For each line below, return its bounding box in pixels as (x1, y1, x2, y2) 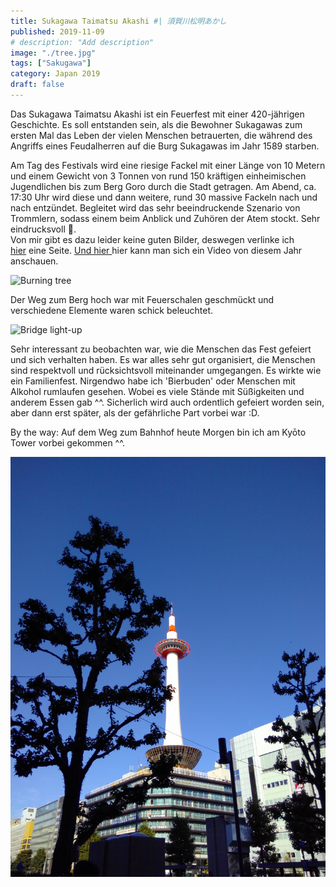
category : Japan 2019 (10, 69, 101, 79)
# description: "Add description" (10, 37, 155, 47)
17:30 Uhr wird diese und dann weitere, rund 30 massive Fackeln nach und (10, 191, 318, 203)
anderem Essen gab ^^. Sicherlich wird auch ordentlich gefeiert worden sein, (10, 396, 325, 408)
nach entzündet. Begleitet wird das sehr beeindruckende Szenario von (10, 201, 301, 214)
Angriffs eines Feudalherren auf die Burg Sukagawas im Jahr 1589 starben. (10, 140, 320, 152)
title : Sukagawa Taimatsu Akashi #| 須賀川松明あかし (10, 16, 227, 26)
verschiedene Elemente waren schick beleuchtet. (10, 304, 214, 316)
